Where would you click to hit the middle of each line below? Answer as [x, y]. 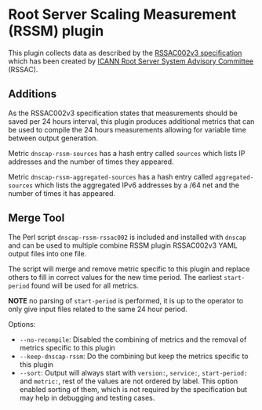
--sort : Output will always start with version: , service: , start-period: [133, 372]
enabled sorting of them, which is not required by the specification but [133, 389]
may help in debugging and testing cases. [87, 397]
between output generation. [53, 138]
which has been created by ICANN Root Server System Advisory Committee [131, 61]
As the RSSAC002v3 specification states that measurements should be [123, 113]
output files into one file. [47, 253]
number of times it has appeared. [62, 193]
